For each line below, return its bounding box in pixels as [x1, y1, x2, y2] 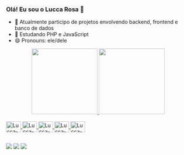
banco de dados [14, 24, 54, 31]
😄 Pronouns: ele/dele [14, 37, 67, 44]
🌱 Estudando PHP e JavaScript [14, 31, 89, 38]
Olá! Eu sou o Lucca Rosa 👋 [6, 5, 85, 13]
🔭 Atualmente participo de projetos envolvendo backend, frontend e [14, 19, 178, 26]
